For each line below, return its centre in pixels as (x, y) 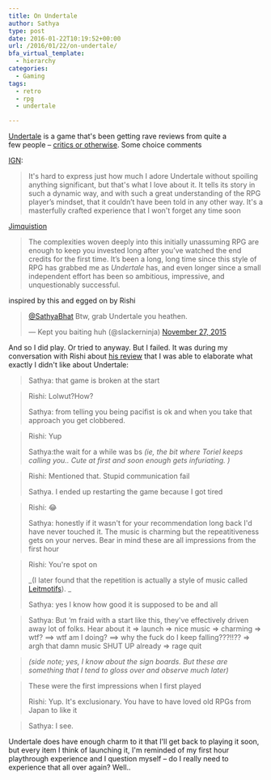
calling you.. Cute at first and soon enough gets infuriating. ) (129, 460)
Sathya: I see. (51, 726)
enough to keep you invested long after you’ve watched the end (135, 251)
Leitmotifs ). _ (50, 589)
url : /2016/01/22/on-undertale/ (63, 46)
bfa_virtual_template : (47, 53)
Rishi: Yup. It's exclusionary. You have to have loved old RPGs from (140, 702)
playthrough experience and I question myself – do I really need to (119, 759)
